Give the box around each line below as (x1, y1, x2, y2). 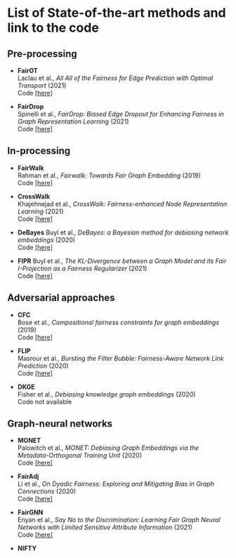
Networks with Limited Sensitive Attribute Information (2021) (17, 523, 193, 531)
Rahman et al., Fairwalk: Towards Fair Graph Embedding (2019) (17, 171, 202, 180)
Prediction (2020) (17, 361, 69, 370)
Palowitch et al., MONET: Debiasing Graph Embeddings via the (17, 444, 199, 452)
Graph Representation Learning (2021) (17, 117, 129, 126)
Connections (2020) (17, 487, 76, 496)
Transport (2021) (17, 81, 67, 89)
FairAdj (17, 472, 39, 481)
